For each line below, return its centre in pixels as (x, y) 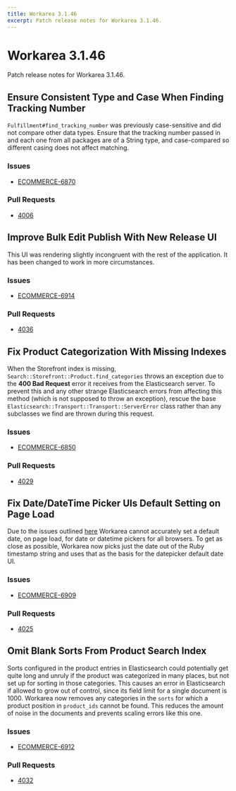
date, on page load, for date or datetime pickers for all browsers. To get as (115, 539)
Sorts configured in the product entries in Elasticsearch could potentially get (118, 668)
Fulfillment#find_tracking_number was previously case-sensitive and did (114, 125)
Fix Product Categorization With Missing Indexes (117, 352)
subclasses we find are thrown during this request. (81, 414)
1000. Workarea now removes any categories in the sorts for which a (108, 698)
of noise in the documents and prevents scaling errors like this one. (105, 713)
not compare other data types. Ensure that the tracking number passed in (114, 133)
